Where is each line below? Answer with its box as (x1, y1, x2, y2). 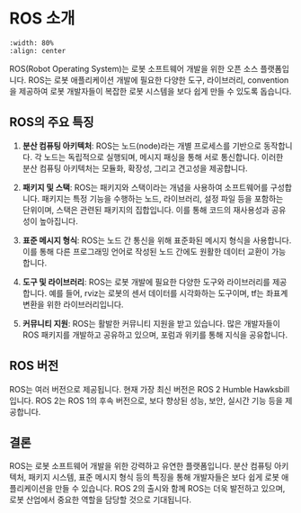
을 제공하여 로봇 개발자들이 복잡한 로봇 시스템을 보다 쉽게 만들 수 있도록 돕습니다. (9, 85, 292, 96)
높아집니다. (39, 215, 78, 226)
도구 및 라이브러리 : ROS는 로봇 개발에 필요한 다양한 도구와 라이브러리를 (22, 276, 271, 287)
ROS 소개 (9, 8, 75, 29)
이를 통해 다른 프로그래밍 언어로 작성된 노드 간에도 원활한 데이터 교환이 (22, 246, 270, 256)
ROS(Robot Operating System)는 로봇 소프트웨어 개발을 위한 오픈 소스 (9, 63, 259, 74)
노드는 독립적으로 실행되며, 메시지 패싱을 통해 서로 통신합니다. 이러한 (43, 151, 284, 162)
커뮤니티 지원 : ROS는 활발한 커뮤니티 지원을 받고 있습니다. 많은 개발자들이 (22, 318, 280, 328)
